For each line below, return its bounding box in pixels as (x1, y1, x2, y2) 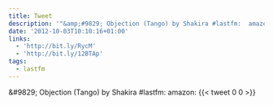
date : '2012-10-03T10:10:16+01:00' (8, 27, 129, 35)
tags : (8, 58, 27, 66)
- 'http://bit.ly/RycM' (15, 42, 96, 50)
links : (8, 34, 31, 43)
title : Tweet (8, 11, 53, 20)
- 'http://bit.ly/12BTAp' (15, 50, 104, 58)
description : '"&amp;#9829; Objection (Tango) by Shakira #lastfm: (8, 20, 242, 28)
